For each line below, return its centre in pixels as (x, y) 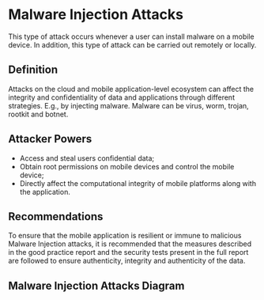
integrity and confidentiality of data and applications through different (122, 97)
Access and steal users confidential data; (87, 158)
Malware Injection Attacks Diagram (96, 285)
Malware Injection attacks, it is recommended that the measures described (130, 244)
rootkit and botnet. (38, 114)
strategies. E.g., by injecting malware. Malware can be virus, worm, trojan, (128, 105)
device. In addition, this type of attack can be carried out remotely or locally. (132, 44)
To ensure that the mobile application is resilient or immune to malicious (125, 236)
